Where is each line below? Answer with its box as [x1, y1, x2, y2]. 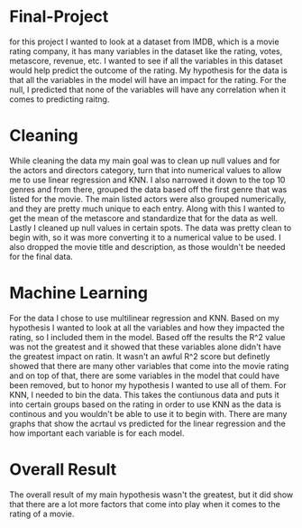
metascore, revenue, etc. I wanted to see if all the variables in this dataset [9, 55, 283, 66]
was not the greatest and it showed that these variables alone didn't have [9, 341, 282, 352]
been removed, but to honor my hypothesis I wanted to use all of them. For [9, 379, 287, 390]
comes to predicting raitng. [9, 93, 110, 105]
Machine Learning [9, 283, 149, 303]
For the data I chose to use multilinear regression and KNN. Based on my [9, 312, 279, 323]
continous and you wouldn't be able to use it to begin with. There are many [9, 408, 288, 419]
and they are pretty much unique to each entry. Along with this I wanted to [9, 203, 286, 214]
